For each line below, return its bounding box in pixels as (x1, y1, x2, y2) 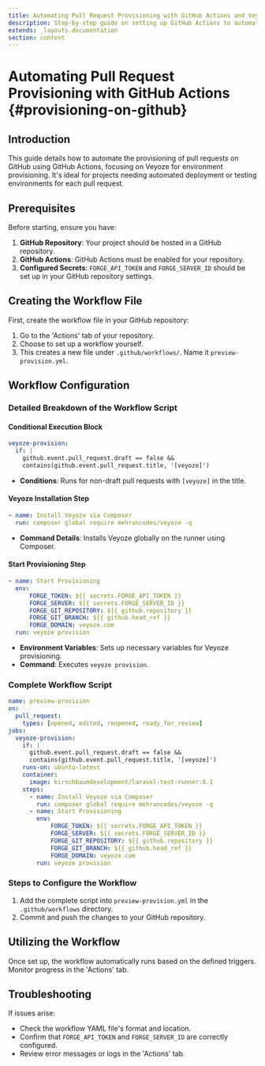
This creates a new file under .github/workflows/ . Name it (19, 347, 209, 356)
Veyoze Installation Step (8, 494, 89, 503)
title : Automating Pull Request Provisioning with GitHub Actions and (8, 11, 245, 20)
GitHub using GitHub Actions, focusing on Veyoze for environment (8, 162, 223, 171)
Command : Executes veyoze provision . (19, 660, 149, 669)
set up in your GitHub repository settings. (19, 272, 154, 281)
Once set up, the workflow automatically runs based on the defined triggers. (8, 956, 256, 966)
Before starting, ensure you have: (8, 223, 117, 232)
